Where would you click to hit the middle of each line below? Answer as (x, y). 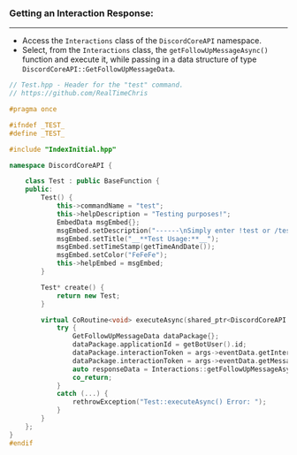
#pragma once (33, 110)
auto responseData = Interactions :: (140, 369)
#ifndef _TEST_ (37, 125)
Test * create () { (72, 287)
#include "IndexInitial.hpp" (63, 149)
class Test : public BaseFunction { (93, 181)
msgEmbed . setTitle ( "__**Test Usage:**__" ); (137, 239)
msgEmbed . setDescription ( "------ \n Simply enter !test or (164, 231)
